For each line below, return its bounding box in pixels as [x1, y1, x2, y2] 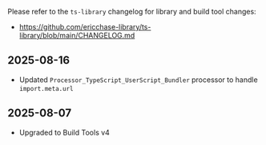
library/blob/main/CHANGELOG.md [18, 31, 135, 40]
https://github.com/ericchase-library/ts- [18, 22, 151, 31]
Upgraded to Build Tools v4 [18, 127, 110, 137]
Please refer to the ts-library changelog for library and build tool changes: [7, 7, 257, 16]
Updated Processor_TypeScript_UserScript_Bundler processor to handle [18, 75, 258, 84]
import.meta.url [18, 84, 74, 92]
